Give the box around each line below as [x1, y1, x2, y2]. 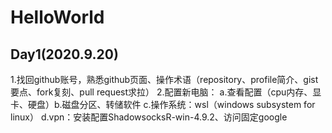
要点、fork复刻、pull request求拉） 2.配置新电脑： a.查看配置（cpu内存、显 [10, 86, 322, 98]
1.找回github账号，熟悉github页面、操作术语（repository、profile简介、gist [10, 74, 319, 85]
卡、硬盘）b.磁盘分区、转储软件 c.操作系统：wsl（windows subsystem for [10, 99, 316, 110]
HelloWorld [10, 6, 105, 29]
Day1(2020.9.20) [10, 46, 119, 63]
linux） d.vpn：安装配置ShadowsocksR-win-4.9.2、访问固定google [10, 111, 288, 123]
